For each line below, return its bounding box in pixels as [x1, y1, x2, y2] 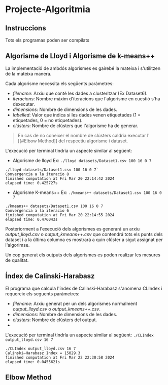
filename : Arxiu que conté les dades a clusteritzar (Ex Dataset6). [12, 90, 148, 96]
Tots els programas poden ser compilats [5, 37, 90, 43]
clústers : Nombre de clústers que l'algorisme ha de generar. [12, 123, 139, 129]
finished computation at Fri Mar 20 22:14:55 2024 [5, 212, 115, 217]
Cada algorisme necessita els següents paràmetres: [5, 80, 114, 87]
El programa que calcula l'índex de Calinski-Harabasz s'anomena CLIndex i [5, 285, 162, 291]
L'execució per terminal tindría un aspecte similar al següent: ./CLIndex [5, 332, 154, 338]
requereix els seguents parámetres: [5, 290, 80, 297]
